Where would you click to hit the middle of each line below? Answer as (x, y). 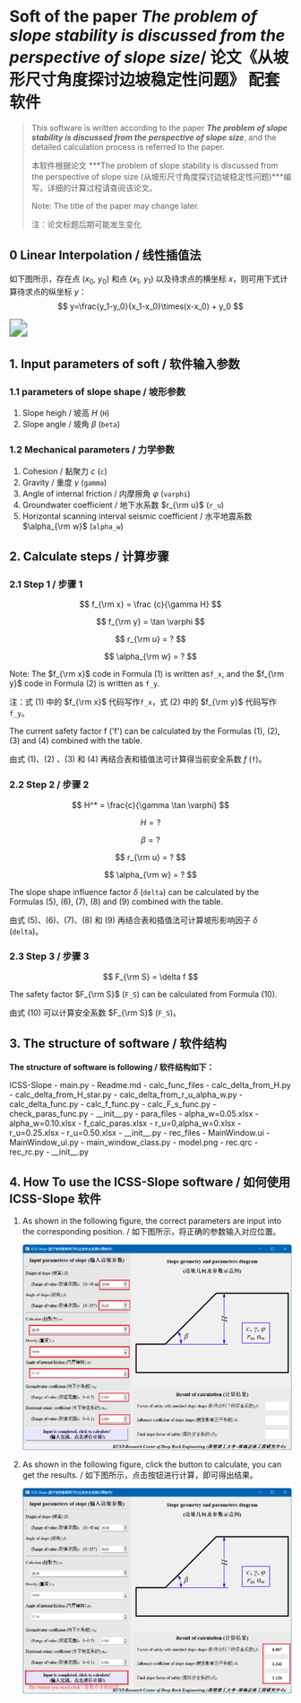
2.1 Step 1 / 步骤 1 (46, 584)
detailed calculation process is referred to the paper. (128, 146)
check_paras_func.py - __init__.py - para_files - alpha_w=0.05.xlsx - (134, 1113)
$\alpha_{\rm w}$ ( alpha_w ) (73, 526)
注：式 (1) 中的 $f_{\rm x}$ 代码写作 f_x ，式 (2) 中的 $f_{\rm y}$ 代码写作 (143, 702)
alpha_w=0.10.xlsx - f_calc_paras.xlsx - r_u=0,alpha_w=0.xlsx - (125, 1123)
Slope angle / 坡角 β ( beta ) (71, 425)
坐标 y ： (71, 291)
